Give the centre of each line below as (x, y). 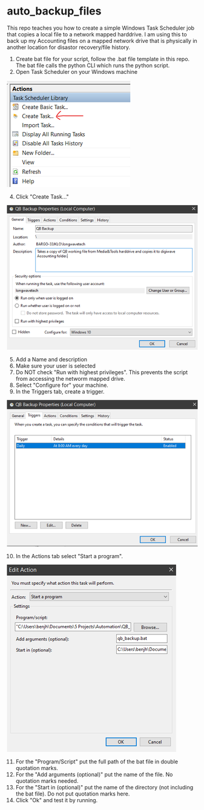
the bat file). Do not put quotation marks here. (73, 794)
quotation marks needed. (47, 781)
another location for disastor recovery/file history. (69, 47)
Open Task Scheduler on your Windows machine (77, 71)
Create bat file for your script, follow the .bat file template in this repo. (103, 59)
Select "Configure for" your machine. (62, 385)
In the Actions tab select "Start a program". (69, 556)
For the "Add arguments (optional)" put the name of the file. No (94, 775)
